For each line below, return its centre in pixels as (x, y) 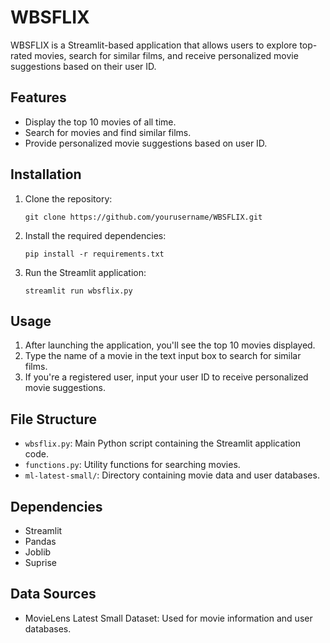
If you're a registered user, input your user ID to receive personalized (166, 377)
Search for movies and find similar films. (108, 132)
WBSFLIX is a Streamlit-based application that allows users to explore (154, 45)
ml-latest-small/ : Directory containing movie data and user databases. (172, 475)
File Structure (53, 419)
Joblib (38, 552)
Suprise (40, 562)
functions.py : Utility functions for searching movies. (132, 465)
